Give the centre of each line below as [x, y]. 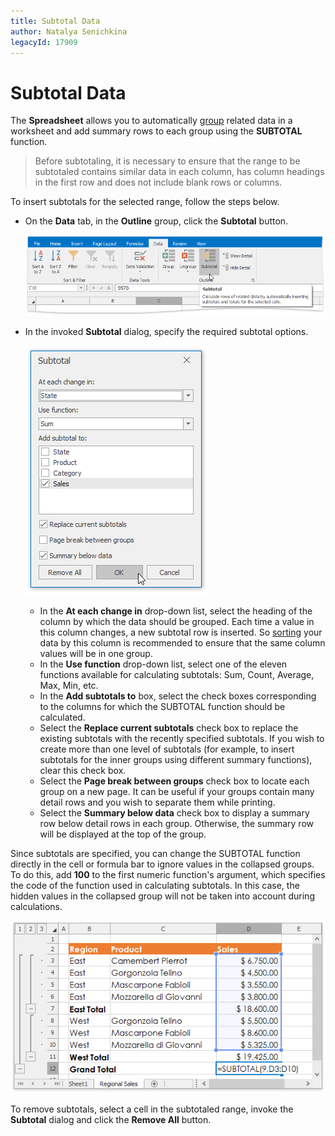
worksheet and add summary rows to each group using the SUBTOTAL [156, 131]
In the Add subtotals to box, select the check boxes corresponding [178, 696]
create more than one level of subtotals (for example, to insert [167, 749]
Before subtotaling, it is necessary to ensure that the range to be [167, 161]
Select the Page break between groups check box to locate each [174, 781]
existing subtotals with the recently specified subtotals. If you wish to [182, 738]
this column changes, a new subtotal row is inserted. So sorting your [181, 632]
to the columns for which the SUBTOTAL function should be [162, 706]
